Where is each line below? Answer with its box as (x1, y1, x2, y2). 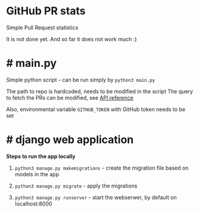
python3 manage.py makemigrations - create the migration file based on (14, 164, 189, 171)
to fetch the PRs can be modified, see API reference (6, 94, 134, 101)
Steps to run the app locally (6, 152, 76, 159)
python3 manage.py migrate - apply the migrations (14, 182, 138, 189)
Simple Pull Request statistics (6, 24, 79, 31)
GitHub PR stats (6, 4, 86, 18)
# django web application (6, 133, 134, 147)
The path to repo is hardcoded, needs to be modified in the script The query (6, 88, 194, 95)
